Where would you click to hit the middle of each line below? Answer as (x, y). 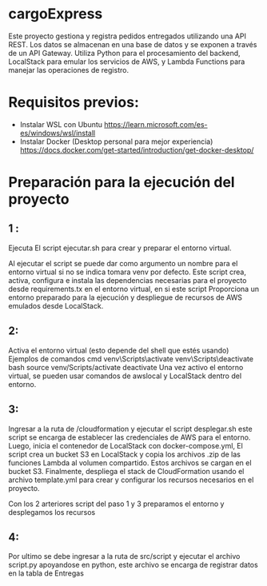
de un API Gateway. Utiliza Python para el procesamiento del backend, (125, 53)
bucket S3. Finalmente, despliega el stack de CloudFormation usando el (126, 471)
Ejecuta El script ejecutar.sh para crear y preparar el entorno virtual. (120, 248)
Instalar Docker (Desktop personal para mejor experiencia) (116, 142)
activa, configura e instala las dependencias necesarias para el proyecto (128, 280)
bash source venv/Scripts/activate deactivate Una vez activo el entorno (126, 367)
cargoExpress (56, 14)
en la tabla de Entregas (46, 573)
